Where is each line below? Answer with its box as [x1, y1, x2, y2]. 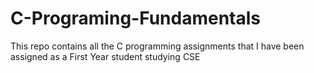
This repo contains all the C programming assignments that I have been [10, 40, 305, 52]
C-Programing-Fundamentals [10, 7, 262, 30]
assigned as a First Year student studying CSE [10, 50, 201, 62]
